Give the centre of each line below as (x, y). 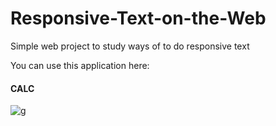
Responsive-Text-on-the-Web (138, 18)
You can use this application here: (80, 65)
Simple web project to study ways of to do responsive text (130, 46)
